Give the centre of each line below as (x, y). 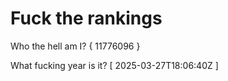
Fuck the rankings (86, 18)
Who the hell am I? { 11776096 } (75, 46)
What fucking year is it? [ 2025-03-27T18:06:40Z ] (114, 65)
